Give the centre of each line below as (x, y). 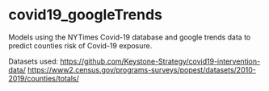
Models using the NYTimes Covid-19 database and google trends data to (130, 37)
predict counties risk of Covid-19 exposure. (80, 45)
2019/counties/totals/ (44, 78)
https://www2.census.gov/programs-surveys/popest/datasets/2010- (141, 69)
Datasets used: (34, 61)
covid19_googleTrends (86, 15)
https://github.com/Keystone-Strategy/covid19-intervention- (160, 61)
